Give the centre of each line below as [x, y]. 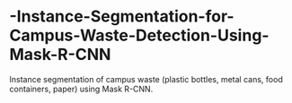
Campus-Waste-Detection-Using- [139, 35]
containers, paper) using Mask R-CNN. [81, 89]
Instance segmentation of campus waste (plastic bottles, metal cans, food [146, 79]
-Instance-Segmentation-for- [122, 17]
